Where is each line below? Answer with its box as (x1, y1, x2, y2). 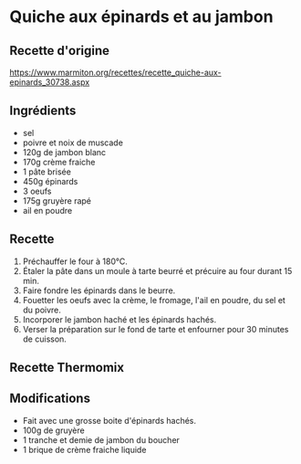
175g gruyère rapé (22, 195, 92, 206)
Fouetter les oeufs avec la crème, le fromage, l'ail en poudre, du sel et (22, 294, 285, 305)
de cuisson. (22, 333, 67, 344)
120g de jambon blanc (22, 146, 107, 157)
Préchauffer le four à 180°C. (22, 256, 128, 267)
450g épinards (22, 175, 78, 186)
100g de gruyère (22, 425, 85, 436)
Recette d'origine (9, 43, 110, 58)
